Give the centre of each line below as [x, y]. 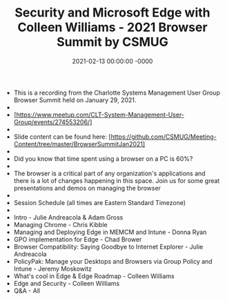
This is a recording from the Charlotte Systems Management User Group [117, 93]
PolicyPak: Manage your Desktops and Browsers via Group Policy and [113, 261]
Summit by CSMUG [112, 42]
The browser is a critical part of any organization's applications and [109, 173]
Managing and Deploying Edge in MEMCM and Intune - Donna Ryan [110, 232]
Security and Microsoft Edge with [112, 13]
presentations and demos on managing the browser [87, 188]
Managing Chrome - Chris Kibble [61, 224]
